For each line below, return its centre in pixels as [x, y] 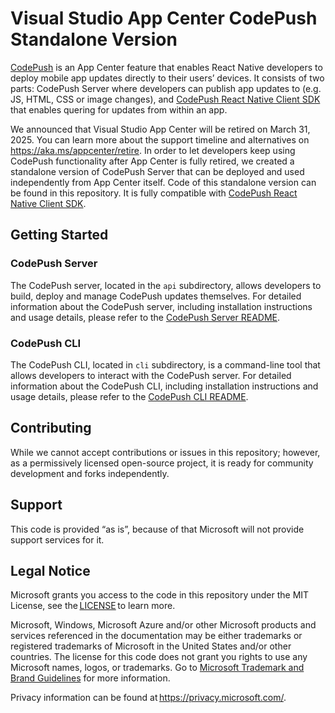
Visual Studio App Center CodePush [164, 18]
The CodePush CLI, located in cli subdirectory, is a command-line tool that [165, 364]
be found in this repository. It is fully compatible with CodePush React [154, 193]
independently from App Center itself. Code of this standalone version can [163, 182]
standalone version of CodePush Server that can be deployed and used [157, 171]
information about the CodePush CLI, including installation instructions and [164, 386]
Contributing [51, 428]
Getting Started [59, 235]
